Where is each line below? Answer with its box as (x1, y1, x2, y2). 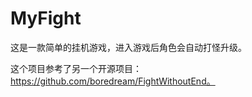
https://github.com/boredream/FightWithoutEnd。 (10, 75, 216, 87)
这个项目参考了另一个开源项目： (10, 62, 142, 74)
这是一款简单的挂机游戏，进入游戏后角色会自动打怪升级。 (10, 41, 247, 53)
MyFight (10, 7, 82, 30)
